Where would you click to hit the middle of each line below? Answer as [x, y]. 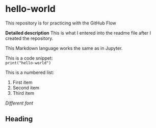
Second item [26, 88]
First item [22, 82]
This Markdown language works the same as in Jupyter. [64, 48]
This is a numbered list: [30, 72]
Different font [19, 103]
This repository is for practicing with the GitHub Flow [61, 23]
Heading [19, 119]
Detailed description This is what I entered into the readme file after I [78, 33]
